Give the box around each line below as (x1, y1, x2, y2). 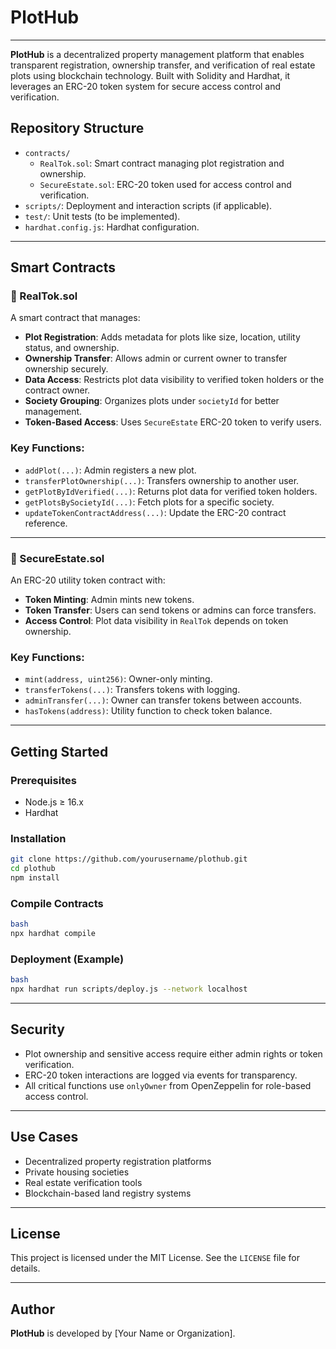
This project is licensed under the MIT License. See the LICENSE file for (10, 1252, 300, 1264)
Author (10, 1301, 55, 1318)
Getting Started (10, 743, 109, 760)
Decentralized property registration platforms (24, 1155, 212, 1167)
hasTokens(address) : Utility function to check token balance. (24, 705, 273, 717)
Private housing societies (24, 1166, 130, 1178)
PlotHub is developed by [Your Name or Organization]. (10, 1327, 236, 1340)
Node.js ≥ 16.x (24, 796, 85, 808)
